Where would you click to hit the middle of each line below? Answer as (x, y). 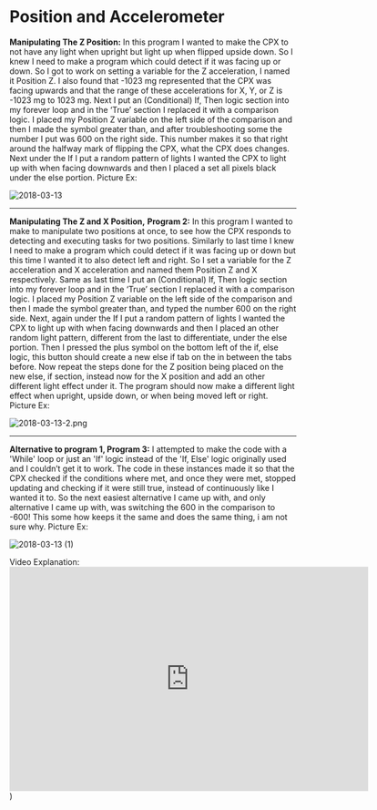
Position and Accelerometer (117, 17)
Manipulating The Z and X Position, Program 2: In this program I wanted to (151, 221)
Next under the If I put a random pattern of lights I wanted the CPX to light (148, 158)
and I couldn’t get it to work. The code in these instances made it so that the (152, 468)
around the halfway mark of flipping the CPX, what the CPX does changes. (149, 149)
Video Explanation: (45, 561)
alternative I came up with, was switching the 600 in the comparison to (143, 507)
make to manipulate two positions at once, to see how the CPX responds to (150, 231)
